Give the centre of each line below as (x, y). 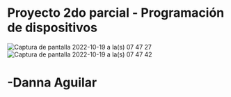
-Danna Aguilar (52, 83)
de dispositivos (52, 28)
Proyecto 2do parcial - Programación (116, 13)
